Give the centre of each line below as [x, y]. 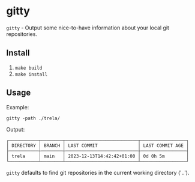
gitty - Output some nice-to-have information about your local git [88, 28]
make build [28, 68]
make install [31, 74]
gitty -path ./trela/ [33, 118]
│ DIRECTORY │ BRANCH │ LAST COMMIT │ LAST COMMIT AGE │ [97, 145]
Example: [18, 107]
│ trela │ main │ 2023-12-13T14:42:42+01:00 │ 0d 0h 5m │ [97, 156]
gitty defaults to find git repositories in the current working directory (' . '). [98, 172]
